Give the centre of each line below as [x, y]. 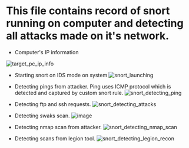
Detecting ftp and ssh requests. [53, 104]
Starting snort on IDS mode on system [61, 75]
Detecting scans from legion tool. [55, 138]
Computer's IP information [47, 52]
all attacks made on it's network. [88, 36]
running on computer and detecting [95, 23]
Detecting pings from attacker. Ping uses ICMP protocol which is [93, 86]
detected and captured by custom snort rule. [69, 93]
